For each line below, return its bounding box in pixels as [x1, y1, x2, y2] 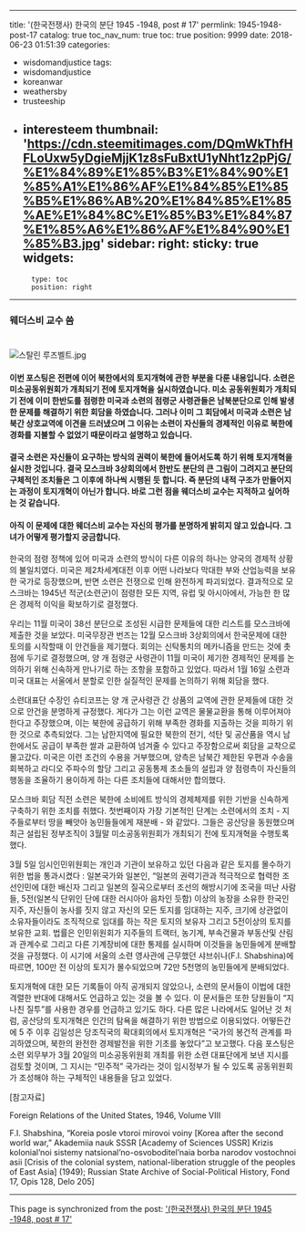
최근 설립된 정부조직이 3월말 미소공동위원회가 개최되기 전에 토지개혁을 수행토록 [9, 828, 290, 840]
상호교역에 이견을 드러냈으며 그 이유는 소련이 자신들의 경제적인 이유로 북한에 [25, 417, 293, 429]
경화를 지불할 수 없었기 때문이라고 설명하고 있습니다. [9, 429, 193, 440]
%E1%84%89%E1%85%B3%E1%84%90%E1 [22, 165, 289, 181]
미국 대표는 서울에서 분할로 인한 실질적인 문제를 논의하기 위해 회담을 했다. [9, 675, 270, 686]
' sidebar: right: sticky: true [99, 236, 260, 252]
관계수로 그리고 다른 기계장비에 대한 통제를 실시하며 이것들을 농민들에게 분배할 [18, 939, 297, 950]
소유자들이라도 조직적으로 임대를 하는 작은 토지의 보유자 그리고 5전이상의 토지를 [9, 916, 291, 927]
